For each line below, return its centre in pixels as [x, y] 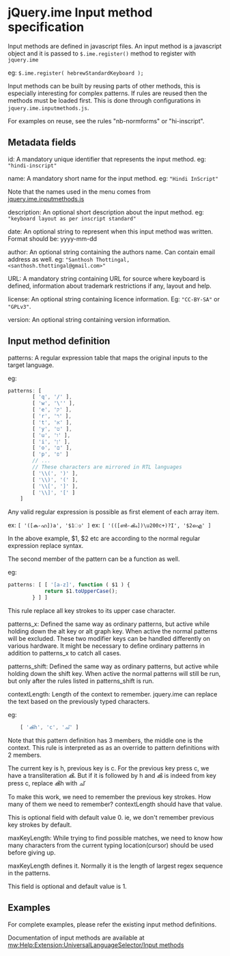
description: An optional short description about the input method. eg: [106, 212]
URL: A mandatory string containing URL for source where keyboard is [106, 278]
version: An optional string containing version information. [89, 319]
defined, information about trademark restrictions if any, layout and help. [110, 286]
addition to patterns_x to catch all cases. [64, 653]
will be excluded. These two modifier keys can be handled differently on [109, 638]
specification [46, 27]
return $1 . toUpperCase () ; [81, 591]
